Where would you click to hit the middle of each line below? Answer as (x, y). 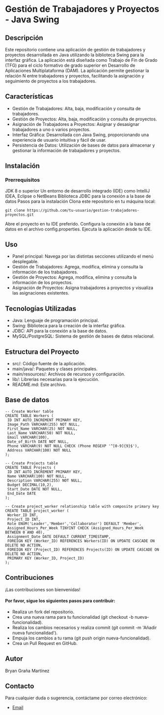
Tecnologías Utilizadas (41, 309)
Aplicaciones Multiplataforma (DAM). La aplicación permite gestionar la (77, 71)
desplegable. (25, 262)
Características (29, 96)
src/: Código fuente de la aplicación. (49, 363)
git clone (15, 210)
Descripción (24, 38)
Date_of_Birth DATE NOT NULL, (38, 442)
